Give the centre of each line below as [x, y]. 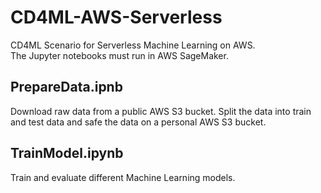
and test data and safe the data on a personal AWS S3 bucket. [138, 122]
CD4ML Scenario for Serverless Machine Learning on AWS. [133, 45]
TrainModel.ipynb [67, 153]
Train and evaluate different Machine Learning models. [123, 177]
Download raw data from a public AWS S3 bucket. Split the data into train [161, 111]
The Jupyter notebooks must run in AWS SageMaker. [119, 55]
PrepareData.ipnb [66, 87]
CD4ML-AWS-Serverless [116, 17]
